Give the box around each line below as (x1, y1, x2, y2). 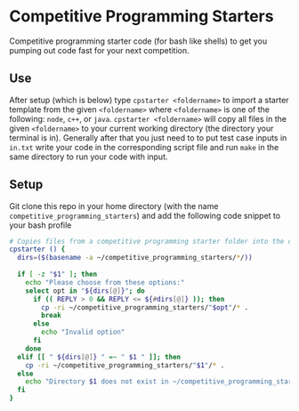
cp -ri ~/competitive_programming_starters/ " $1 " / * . (25, 360, 225, 370)
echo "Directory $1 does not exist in (25, 377, 169, 386)
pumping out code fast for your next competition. (9, 44, 190, 55)
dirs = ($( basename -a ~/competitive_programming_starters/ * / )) (17, 254, 253, 262)
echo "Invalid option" (41, 327, 125, 337)
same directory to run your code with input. (9, 151, 168, 162)
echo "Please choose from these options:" (25, 278, 185, 286)
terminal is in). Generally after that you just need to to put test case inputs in (9, 132, 287, 143)
